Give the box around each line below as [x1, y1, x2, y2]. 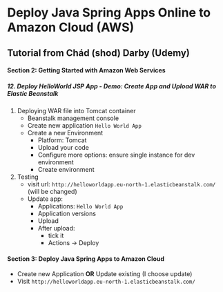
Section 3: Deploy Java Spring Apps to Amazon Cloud [7, 254, 164, 263]
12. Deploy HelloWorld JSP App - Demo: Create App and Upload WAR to [7, 81, 216, 90]
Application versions [37, 209, 97, 218]
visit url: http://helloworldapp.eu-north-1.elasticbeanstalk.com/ [27, 180, 216, 188]
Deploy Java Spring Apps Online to [7, 5, 211, 21]
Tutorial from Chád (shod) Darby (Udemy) [7, 47, 190, 59]
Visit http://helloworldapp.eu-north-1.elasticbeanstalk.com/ [17, 278, 195, 286]
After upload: [37, 224, 75, 233]
